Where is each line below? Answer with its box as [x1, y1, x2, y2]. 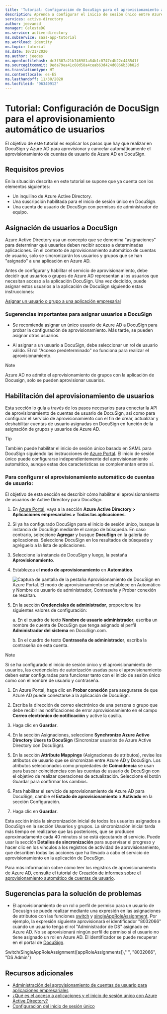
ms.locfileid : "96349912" [5, 81, 59, 86]
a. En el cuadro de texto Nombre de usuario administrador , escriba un [12, 617, 158, 623]
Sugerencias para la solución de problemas [5, 889, 142, 898]
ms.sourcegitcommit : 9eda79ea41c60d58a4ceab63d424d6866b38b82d [5, 63, 139, 68]
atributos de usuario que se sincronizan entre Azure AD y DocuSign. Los [12, 757, 161, 763]
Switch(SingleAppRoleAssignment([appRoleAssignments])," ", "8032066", [5, 949, 157, 955]
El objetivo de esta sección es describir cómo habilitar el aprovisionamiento [5, 491, 160, 497]
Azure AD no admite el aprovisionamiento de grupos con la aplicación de [5, 372, 155, 378]
